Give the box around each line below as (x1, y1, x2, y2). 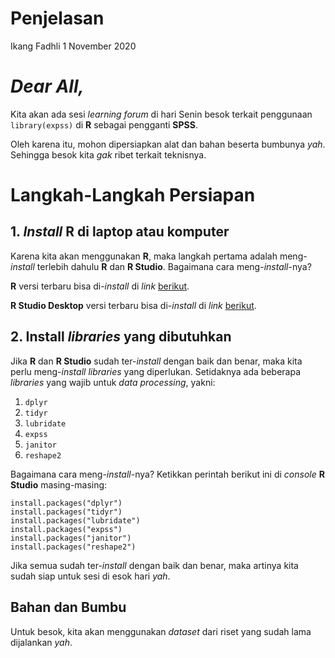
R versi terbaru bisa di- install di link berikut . (10, 280, 190, 292)
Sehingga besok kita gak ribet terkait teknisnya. (10, 148, 207, 161)
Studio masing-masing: (10, 478, 108, 491)
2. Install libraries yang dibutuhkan (10, 328, 232, 346)
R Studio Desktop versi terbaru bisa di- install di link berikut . (10, 299, 257, 311)
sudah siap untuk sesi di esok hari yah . (10, 570, 171, 582)
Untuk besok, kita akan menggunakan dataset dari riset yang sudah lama (10, 625, 312, 637)
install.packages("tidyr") (10, 507, 123, 517)
